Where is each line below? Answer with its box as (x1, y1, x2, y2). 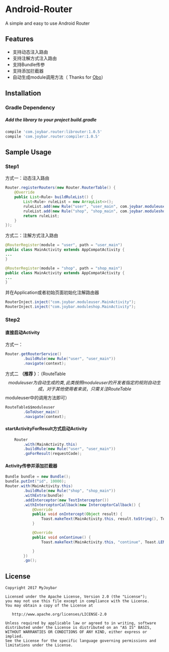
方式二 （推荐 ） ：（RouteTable (5, 371, 66, 377)
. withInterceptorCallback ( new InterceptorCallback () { (23, 502, 141, 507)
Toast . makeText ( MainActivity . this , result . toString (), (41, 516, 158, 521)
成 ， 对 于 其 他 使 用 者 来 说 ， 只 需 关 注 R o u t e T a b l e (37, 386, 132, 392)
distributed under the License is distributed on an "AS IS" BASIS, (5, 625, 152, 630)
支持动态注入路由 (12, 49, 48, 55)
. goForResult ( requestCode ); (23, 451, 82, 456)
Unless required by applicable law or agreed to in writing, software (5, 621, 156, 626)
